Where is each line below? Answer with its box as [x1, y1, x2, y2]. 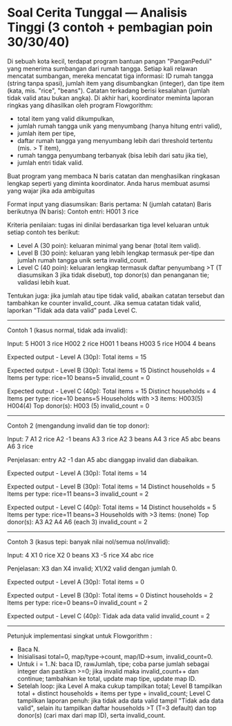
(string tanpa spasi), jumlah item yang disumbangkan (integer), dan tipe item [7, 79, 224, 87]
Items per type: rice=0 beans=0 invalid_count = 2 [7, 598, 148, 606]
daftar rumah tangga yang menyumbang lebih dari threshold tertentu [17, 136, 213, 144]
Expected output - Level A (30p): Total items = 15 [7, 352, 147, 361]
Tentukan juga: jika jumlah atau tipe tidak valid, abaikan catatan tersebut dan [7, 292, 225, 300]
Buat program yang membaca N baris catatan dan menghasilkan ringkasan [7, 171, 220, 180]
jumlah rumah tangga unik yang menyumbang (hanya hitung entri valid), [17, 122, 222, 130]
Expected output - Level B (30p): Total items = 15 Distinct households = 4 [7, 366, 216, 374]
